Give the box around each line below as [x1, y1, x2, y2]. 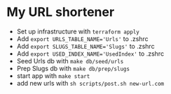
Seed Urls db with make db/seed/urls [16, 56, 124, 65]
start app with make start [16, 71, 90, 80]
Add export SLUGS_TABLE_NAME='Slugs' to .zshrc [16, 42, 155, 50]
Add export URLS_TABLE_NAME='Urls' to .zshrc [16, 34, 149, 42]
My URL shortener [6, 4, 115, 20]
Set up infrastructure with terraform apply [16, 27, 139, 36]
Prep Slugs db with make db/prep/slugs [16, 64, 130, 72]
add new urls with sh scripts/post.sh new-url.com [16, 79, 165, 87]
